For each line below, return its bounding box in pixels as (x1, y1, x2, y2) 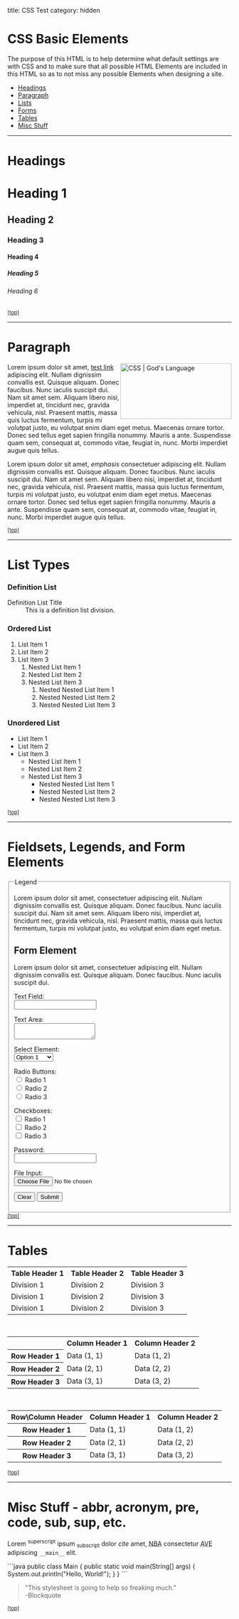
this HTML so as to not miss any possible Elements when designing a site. (7, 69, 224, 78)
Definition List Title (7, 598, 63, 607)
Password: (14, 1146, 45, 1154)
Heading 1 (7, 185, 68, 201)
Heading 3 (7, 235, 44, 245)
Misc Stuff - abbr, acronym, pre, (7, 1499, 199, 1515)
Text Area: (14, 1015, 44, 1024)
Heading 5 (7, 268, 39, 277)
